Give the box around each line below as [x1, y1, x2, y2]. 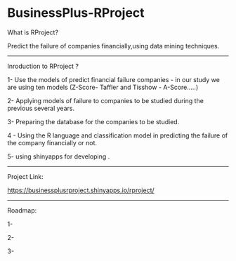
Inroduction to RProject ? [7, 62, 79, 70]
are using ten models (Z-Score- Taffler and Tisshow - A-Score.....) [7, 83, 199, 91]
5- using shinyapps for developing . [7, 152, 110, 161]
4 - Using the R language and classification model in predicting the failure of [7, 131, 228, 140]
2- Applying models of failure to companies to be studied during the [7, 96, 204, 105]
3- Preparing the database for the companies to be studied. [7, 117, 180, 126]
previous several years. [7, 104, 75, 112]
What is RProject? [7, 28, 58, 36]
